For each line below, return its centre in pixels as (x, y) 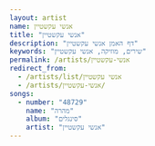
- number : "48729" (53, 102)
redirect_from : (38, 69)
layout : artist (38, 18)
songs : (22, 93)
